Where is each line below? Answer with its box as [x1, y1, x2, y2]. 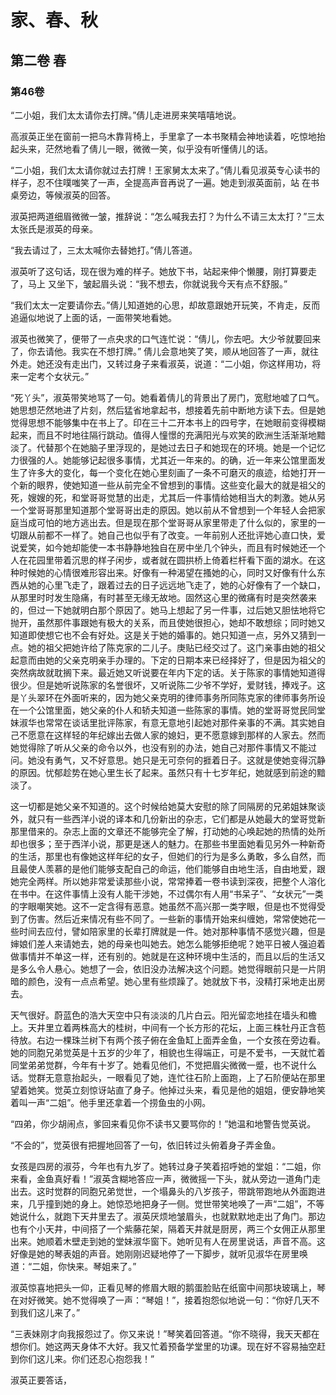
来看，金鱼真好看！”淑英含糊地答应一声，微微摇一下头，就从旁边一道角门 [10, 1172, 313, 1185]
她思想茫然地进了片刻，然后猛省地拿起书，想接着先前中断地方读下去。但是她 [10, 404, 326, 416]
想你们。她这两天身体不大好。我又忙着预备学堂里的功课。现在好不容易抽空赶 [10, 1340, 326, 1352]
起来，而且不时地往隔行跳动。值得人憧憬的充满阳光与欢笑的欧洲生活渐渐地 [10, 429, 317, 441]
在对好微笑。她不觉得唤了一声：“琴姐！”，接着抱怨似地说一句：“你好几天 [10, 1294, 312, 1306]
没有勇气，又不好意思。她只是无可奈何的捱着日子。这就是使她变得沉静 [36, 754, 326, 766]
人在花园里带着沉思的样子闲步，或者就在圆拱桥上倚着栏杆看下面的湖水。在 [10, 554, 317, 566]
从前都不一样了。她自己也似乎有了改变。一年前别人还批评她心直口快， [27, 529, 317, 541]
